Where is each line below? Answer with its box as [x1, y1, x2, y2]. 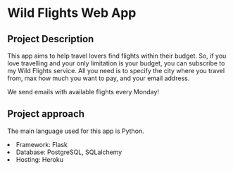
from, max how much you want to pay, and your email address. [7, 74, 190, 82]
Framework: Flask [16, 140, 68, 148]
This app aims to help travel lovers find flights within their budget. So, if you [7, 51, 227, 60]
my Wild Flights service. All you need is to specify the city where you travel [7, 67, 225, 75]
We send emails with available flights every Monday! [7, 88, 160, 96]
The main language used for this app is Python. [7, 127, 144, 135]
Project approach [7, 108, 85, 120]
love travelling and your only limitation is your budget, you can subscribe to [7, 59, 225, 68]
